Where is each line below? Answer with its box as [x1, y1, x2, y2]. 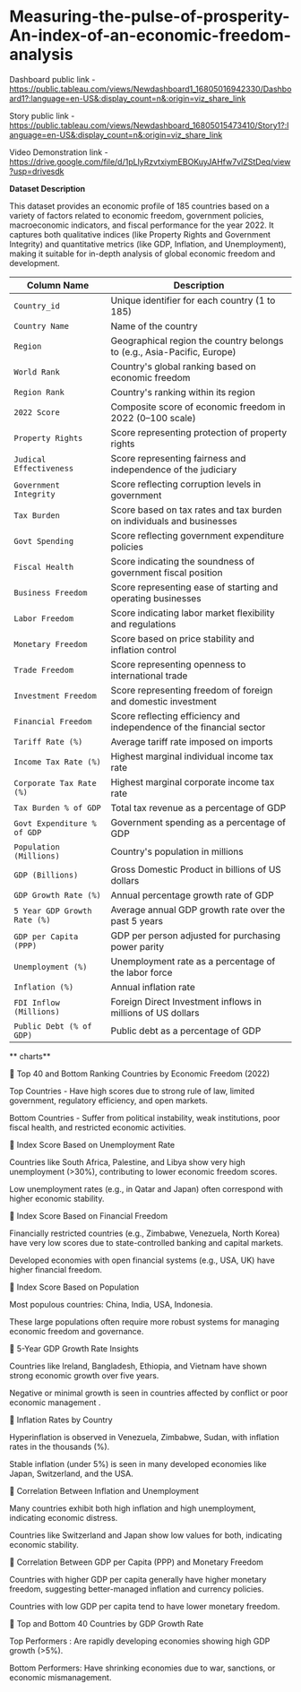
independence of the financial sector [110, 721, 266, 733]
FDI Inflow [13, 997, 60, 1007]
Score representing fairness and [110, 452, 246, 464]
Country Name [13, 321, 70, 331]
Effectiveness [13, 463, 74, 473]
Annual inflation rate [110, 980, 195, 993]
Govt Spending [13, 536, 74, 546]
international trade [110, 669, 188, 682]
